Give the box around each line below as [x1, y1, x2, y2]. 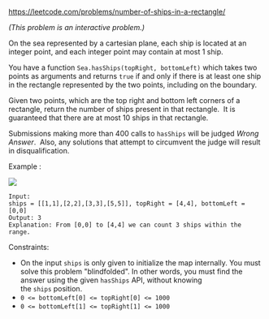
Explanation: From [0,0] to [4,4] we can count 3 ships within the [8, 221, 242, 229]
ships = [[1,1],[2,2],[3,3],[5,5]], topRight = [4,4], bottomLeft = [8, 200, 245, 208]
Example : [8, 162, 42, 171]
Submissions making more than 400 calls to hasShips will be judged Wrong [8, 129, 259, 138]
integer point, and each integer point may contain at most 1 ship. [8, 47, 223, 56]
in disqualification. [8, 146, 70, 155]
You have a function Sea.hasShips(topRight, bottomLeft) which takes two [8, 63, 258, 72]
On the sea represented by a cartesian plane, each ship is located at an [8, 38, 247, 48]
